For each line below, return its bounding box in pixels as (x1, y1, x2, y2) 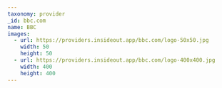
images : (7, 30, 31, 38)
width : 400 (20, 63, 53, 70)
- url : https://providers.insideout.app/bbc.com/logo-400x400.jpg (14, 57, 216, 64)
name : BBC (7, 23, 37, 31)
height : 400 (20, 70, 56, 77)
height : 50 (20, 50, 53, 57)
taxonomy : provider (7, 10, 66, 18)
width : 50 (20, 43, 50, 50)
